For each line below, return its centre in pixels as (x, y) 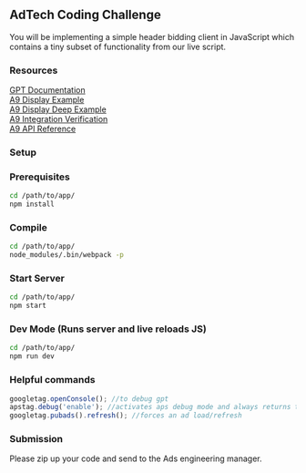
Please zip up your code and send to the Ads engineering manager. (136, 458)
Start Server (37, 279)
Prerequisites (40, 177)
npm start (28, 306)
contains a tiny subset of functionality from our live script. (117, 46)
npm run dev (32, 356)
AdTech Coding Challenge (85, 15)
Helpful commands (52, 380)
